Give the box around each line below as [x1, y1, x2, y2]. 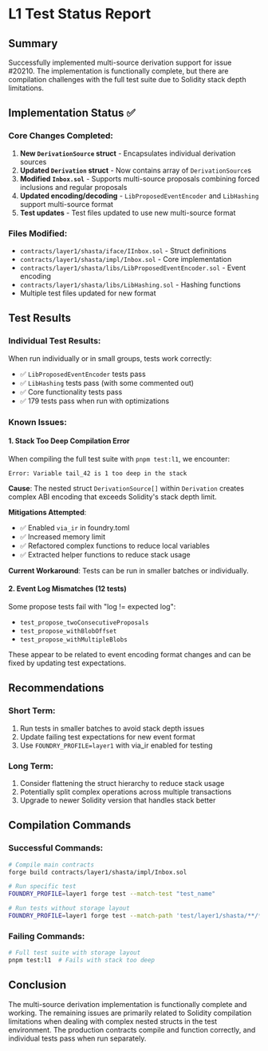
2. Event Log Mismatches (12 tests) [8, 584, 127, 593]
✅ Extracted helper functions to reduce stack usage [19, 549, 191, 559]
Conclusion [8, 978, 67, 992]
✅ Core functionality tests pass [19, 387, 123, 396]
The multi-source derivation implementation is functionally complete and [8, 999, 247, 1009]
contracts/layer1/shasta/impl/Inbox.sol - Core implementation [19, 254, 232, 264]
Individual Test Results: [8, 335, 101, 347]
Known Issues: [8, 416, 68, 427]
